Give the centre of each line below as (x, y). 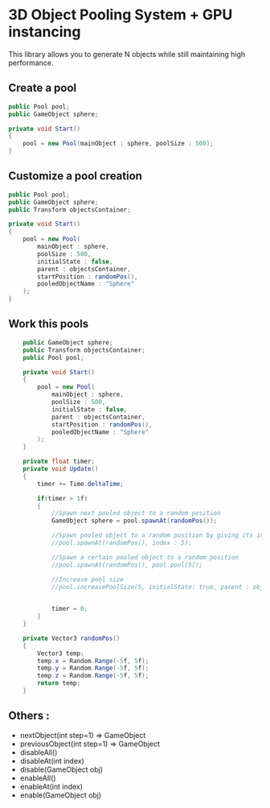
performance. (31, 63)
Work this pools (49, 324)
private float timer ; (59, 462)
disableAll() (39, 752)
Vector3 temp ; (61, 653)
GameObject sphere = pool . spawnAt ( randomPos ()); (134, 521)
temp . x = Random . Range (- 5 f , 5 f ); (93, 661)
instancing (45, 32)
